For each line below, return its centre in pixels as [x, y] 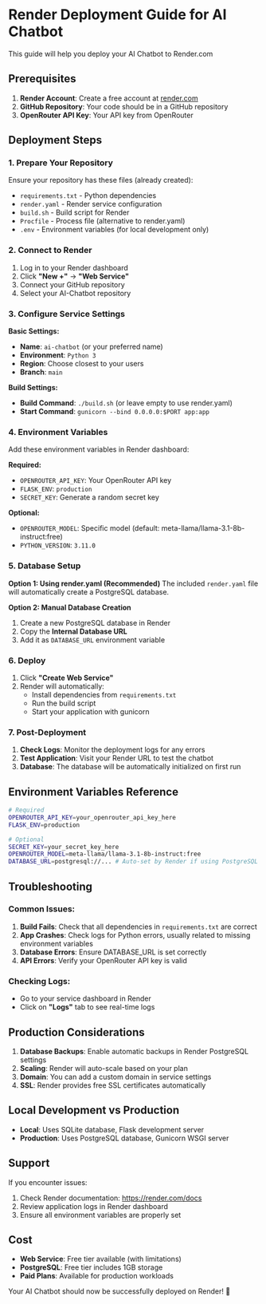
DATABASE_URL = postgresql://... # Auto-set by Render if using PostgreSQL [133, 862]
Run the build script [64, 703]
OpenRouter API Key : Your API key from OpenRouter [106, 115]
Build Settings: [33, 388]
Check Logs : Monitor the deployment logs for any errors [112, 750]
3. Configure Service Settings [67, 314]
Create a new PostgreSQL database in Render [95, 622]
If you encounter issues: [48, 1182]
